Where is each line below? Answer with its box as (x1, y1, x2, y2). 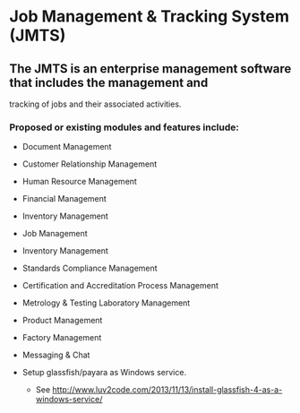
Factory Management (21, 332, 102, 343)
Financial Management (21, 194, 107, 204)
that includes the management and (9, 74, 209, 90)
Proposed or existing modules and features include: (9, 121, 239, 133)
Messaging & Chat (21, 349, 90, 360)
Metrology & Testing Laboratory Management (21, 297, 191, 308)
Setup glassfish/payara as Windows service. (21, 367, 186, 378)
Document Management (21, 142, 112, 152)
